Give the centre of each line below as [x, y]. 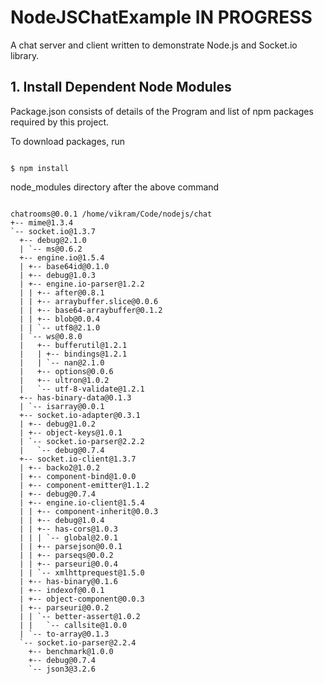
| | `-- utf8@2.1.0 [60, 327]
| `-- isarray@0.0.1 [62, 406]
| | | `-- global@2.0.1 [68, 537]
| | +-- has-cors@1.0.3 [68, 529]
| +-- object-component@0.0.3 [82, 599]
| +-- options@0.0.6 [66, 371]
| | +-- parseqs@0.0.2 [66, 555]
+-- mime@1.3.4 [42, 222]
